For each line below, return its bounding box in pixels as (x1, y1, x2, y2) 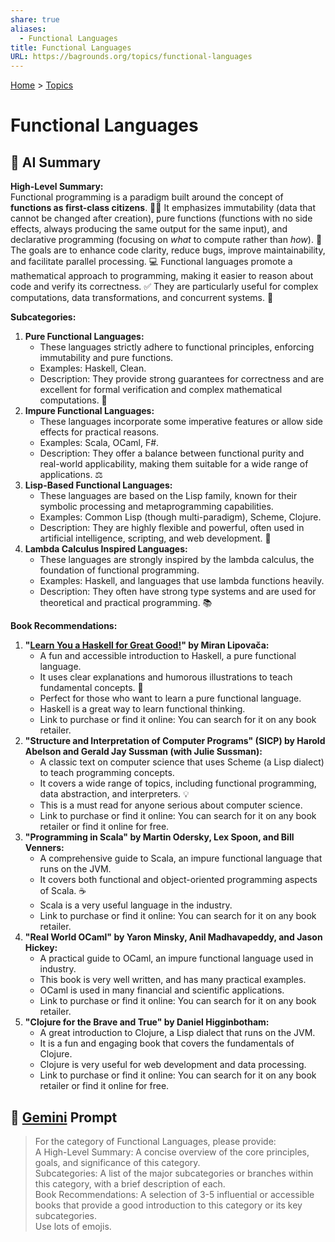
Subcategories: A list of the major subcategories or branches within (34, 1167, 314, 1179)
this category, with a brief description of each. (34, 1177, 226, 1190)
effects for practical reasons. (39, 426, 160, 438)
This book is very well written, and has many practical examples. (39, 974, 307, 986)
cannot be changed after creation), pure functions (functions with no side (10, 212, 313, 225)
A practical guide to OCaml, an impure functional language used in (39, 952, 314, 965)
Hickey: (24, 942, 58, 954)
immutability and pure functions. (39, 352, 174, 364)
